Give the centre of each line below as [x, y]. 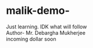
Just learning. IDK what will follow [46, 27]
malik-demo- [38, 11]
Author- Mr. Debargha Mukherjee [46, 32]
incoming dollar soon [31, 39]
